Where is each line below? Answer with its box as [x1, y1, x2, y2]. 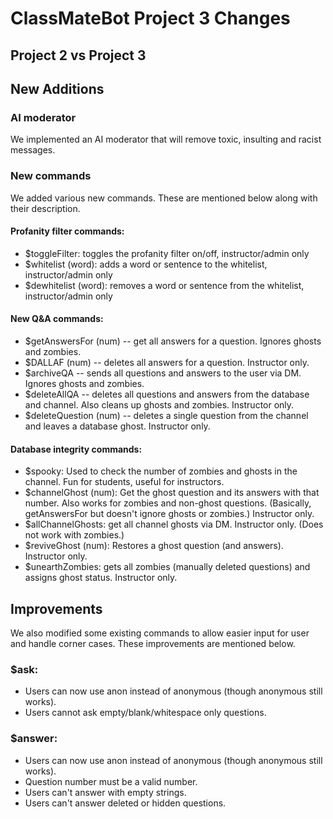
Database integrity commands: [10, 443, 143, 455]
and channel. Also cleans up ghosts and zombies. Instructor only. [24, 398, 295, 411]
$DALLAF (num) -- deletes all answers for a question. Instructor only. [24, 356, 310, 368]
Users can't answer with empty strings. [24, 786, 187, 798]
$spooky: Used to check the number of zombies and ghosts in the [24, 465, 298, 477]
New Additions [10, 80, 105, 97]
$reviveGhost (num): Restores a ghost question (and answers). [24, 540, 284, 552]
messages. [10, 144, 56, 156]
